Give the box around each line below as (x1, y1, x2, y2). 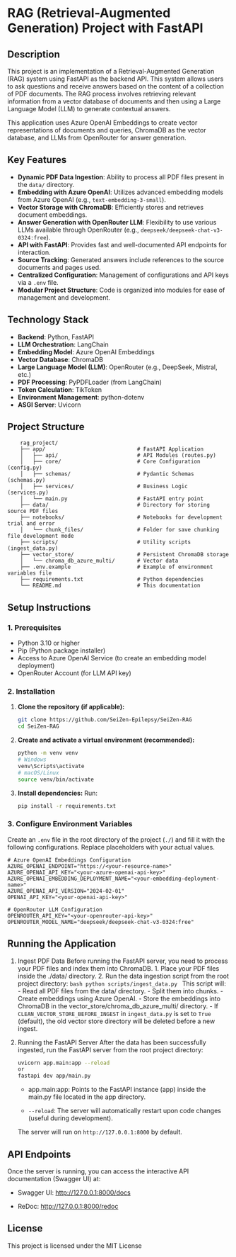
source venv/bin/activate (17, 776, 94, 783)
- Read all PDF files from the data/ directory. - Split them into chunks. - (17, 986, 224, 995)
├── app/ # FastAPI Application (20, 446, 203, 453)
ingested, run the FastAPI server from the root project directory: (17, 1045, 203, 1054)
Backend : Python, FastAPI (17, 332, 94, 341)
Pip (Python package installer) (17, 646, 106, 655)
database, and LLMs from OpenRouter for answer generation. (7, 133, 187, 142)
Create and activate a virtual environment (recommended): (17, 735, 195, 745)
